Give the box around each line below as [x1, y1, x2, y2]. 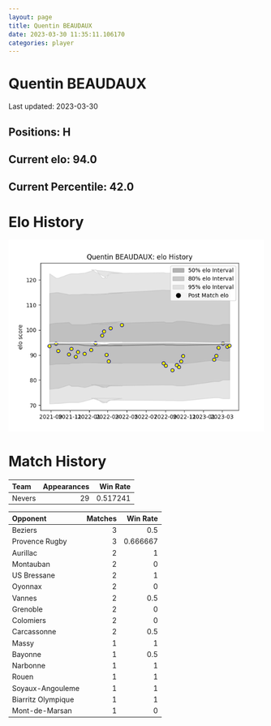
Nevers [11, 493, 37, 503]
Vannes [11, 593, 37, 603]
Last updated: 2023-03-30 [8, 101, 99, 111]
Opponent [11, 513, 47, 523]
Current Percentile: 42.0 [8, 180, 135, 194]
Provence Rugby [11, 536, 67, 547]
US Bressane [11, 570, 55, 580]
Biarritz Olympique [11, 694, 75, 704]
